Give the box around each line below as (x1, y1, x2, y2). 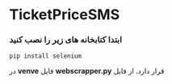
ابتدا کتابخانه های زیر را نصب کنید (9, 34, 122, 46)
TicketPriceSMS (9, 6, 120, 24)
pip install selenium (9, 52, 82, 61)
